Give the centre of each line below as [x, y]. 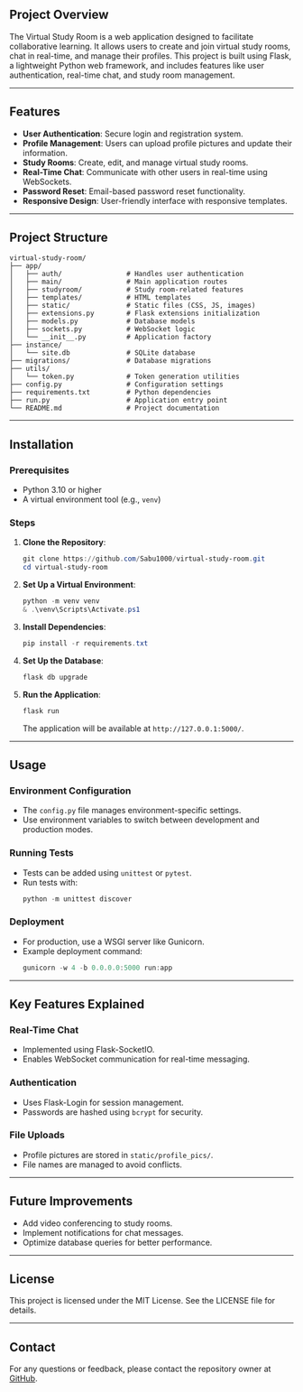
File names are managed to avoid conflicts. [102, 1165]
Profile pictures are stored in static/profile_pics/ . [118, 1155]
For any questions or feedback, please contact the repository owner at [140, 1369]
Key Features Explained [77, 1004]
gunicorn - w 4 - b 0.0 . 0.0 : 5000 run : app [97, 968]
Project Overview [59, 15]
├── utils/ [30, 369]
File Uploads [37, 1135]
